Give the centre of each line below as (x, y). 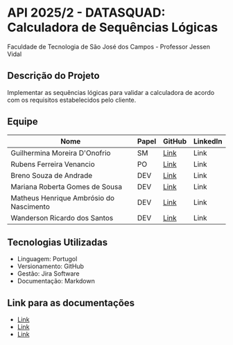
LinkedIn (208, 141)
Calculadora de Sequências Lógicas (113, 27)
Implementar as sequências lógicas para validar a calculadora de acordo (111, 92)
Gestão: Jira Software (48, 274)
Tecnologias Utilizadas (58, 242)
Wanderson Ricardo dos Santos (62, 218)
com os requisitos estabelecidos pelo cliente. (72, 100)
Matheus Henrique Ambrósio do (63, 197)
